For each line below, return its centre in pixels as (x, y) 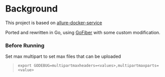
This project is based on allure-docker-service (54, 23)
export (25, 66)
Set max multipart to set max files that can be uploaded (63, 56)
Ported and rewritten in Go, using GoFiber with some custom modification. (83, 32)
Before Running (25, 45)
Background (31, 9)
